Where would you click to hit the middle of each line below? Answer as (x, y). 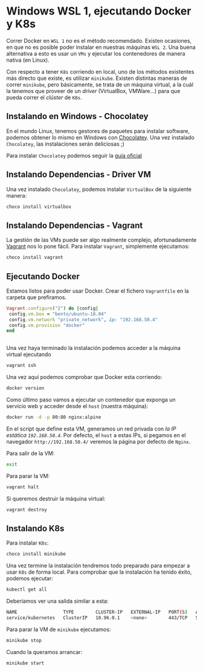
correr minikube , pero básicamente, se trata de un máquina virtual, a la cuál (100, 84)
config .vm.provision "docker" (47, 325)
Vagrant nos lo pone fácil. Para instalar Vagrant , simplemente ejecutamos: (98, 247)
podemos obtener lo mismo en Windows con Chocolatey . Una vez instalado (100, 137)
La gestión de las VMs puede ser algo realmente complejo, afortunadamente (101, 240)
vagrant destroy (27, 510)
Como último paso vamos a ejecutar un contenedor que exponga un (91, 400)
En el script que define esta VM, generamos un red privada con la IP (91, 429)
